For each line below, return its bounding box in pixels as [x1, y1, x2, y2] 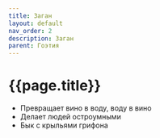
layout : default [8, 19, 63, 27]
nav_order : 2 [8, 27, 53, 35]
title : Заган [8, 11, 53, 20]
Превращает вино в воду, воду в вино [19, 103, 152, 113]
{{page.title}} [8, 77, 101, 95]
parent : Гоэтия [8, 42, 60, 50]
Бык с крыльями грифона [19, 120, 108, 130]
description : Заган [8, 34, 74, 43]
